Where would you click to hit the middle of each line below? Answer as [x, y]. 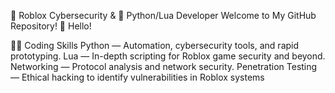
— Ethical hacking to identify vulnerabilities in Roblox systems [137, 77]
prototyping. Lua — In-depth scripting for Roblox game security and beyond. [168, 56]
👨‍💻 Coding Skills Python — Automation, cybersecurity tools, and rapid [155, 45]
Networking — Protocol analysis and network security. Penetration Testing [164, 66]
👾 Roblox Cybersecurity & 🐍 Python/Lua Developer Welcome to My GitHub [163, 15]
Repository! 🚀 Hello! [51, 26]
